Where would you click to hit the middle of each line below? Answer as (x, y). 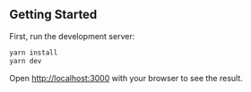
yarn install (34, 53)
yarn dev (26, 61)
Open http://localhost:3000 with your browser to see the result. (126, 78)
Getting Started (53, 15)
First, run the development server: (72, 36)
